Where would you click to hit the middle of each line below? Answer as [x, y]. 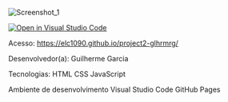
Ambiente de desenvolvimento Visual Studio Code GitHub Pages [114, 89]
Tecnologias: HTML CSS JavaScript [67, 74]
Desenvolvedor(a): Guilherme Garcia [68, 59]
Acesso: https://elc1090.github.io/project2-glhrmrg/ [93, 43]
